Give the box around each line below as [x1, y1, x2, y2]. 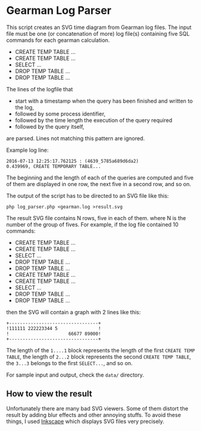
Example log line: [6, 146, 49, 154]
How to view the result [6, 389, 92, 399]
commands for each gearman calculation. [6, 36, 110, 44]
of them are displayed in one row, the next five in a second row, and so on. [6, 180, 191, 187]
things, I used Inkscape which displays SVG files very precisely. [6, 418, 165, 425]
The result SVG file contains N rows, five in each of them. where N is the [6, 214, 186, 221]
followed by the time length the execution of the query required [14, 116, 173, 124]
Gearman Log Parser [6, 4, 112, 18]
